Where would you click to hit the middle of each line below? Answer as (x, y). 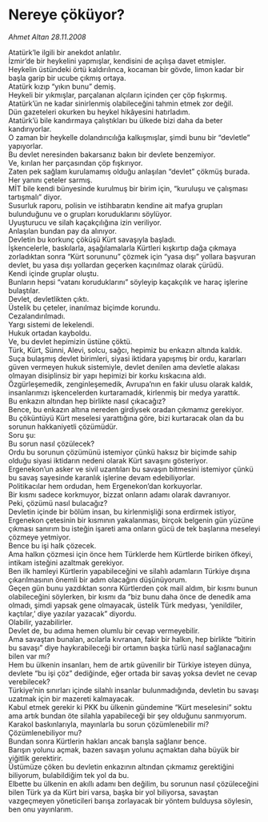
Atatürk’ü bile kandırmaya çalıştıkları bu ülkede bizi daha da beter (116, 120)
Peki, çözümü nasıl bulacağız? (58, 503)
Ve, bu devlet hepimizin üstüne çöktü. (70, 341)
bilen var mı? (29, 656)
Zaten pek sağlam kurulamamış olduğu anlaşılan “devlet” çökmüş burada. (129, 171)
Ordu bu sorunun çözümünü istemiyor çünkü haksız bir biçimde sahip (123, 452)
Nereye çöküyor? (67, 15)
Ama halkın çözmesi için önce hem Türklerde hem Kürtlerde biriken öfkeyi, (131, 554)
